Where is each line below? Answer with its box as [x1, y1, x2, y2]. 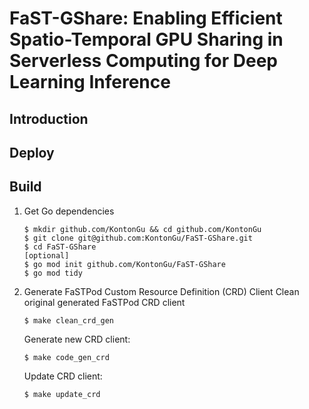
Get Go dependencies [23, 205, 115, 217]
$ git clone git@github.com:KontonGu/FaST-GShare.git [23, 233, 253, 243]
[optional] [23, 250, 70, 261]
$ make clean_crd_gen [23, 315, 114, 326]
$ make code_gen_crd [23, 352, 110, 362]
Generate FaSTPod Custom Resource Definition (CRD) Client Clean [23, 285, 300, 297]
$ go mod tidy [23, 268, 83, 278]
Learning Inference [9, 71, 171, 94]
